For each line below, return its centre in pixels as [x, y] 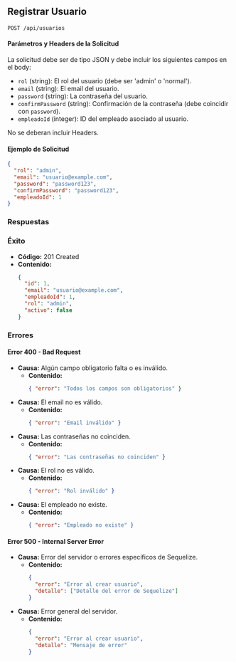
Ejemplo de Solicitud [38, 149]
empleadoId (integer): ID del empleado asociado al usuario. [103, 119]
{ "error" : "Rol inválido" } [71, 491]
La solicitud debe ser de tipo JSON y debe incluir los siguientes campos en [117, 60]
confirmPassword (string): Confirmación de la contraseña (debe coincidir [123, 104]
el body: [19, 68]
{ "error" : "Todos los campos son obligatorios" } [105, 388]
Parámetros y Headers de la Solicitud [63, 44]
